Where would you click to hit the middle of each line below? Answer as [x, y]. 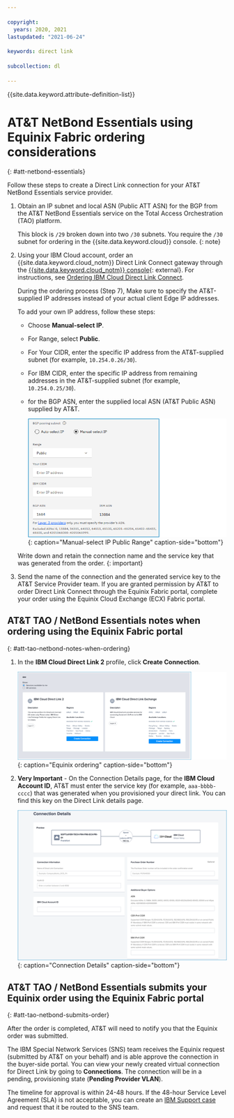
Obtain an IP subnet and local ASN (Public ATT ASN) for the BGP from [117, 206]
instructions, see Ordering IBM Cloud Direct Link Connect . [101, 277]
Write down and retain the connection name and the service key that [116, 556]
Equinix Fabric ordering [76, 137]
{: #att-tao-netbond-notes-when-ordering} [69, 648]
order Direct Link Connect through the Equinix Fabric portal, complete [117, 592]
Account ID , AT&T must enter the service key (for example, [102, 786]
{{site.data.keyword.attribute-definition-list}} [71, 94]
